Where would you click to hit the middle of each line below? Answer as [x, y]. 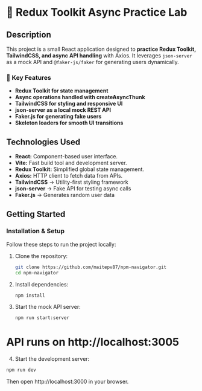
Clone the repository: [41, 256]
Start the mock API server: [48, 307]
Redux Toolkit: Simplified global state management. [80, 169]
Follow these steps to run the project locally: [61, 244]
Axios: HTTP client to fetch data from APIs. [69, 176]
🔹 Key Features [29, 77]
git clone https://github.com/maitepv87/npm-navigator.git [91, 267]
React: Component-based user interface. [66, 157]
